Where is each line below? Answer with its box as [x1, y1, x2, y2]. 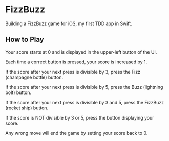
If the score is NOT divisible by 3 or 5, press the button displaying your [5, 114, 155, 121]
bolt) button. [5, 89, 32, 96]
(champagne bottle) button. [5, 74, 64, 80]
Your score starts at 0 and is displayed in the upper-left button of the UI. [5, 49, 157, 55]
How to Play [5, 35, 45, 44]
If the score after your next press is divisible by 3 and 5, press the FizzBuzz [5, 99, 164, 105]
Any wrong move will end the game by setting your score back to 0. [5, 130, 148, 136]
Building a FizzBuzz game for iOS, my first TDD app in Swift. [5, 20, 132, 27]
